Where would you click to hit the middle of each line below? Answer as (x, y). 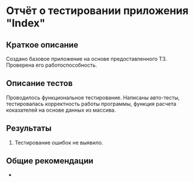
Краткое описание (42, 45)
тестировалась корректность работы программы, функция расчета (91, 104)
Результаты (29, 128)
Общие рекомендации (50, 161)
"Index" (26, 23)
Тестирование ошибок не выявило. (59, 142)
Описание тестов (39, 83)
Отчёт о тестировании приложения (97, 11)
